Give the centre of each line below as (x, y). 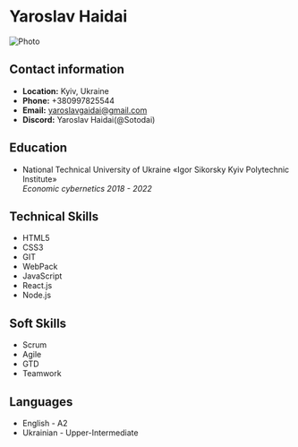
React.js (37, 286)
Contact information (67, 69)
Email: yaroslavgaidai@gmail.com (85, 110)
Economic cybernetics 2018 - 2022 (87, 188)
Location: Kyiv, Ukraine (66, 90)
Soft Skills (38, 323)
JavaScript (42, 276)
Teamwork (42, 374)
